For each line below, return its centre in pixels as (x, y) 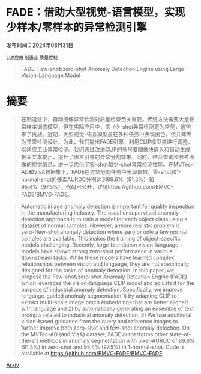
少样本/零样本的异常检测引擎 (76, 27)
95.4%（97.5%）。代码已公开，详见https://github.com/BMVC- (97, 186)
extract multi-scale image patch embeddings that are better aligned (104, 302)
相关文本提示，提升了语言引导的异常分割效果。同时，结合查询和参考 (105, 156)
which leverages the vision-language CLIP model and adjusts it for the (108, 283)
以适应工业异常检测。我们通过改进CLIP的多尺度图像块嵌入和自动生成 (106, 149)
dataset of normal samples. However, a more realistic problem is (100, 225)
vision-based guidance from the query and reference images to (99, 321)
